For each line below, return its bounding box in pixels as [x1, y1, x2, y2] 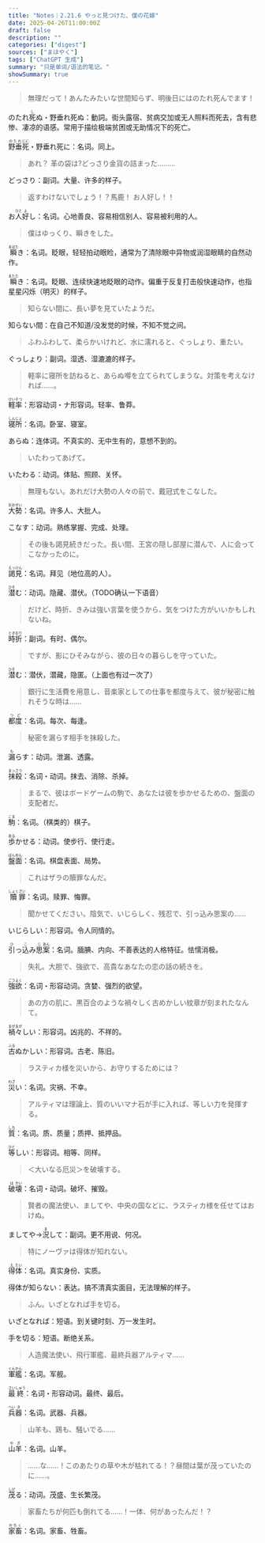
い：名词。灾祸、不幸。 [15, 1082, 91, 1092]
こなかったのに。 [27, 549, 84, 559]
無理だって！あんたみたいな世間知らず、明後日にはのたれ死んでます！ [27, 93, 255, 103]
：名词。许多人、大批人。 [22, 506, 105, 515]
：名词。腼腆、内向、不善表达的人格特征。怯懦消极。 [50, 945, 222, 954]
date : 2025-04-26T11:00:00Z [8, 19, 101, 27]
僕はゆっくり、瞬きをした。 [27, 228, 118, 237]
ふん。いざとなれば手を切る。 [27, 1299, 125, 1309]
